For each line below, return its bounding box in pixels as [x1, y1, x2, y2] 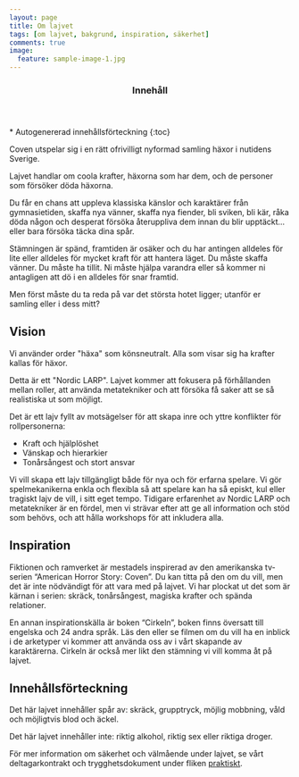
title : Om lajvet [9, 21, 74, 30]
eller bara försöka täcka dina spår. [9, 225, 136, 237]
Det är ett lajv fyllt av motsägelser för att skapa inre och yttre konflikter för [9, 411, 282, 422]
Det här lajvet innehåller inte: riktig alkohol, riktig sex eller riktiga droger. [9, 731, 273, 742]
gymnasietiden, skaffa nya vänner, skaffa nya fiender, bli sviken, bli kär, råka [9, 206, 290, 217]
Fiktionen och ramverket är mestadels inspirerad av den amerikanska [9, 562, 263, 572]
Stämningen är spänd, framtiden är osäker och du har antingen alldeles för [9, 243, 284, 254]
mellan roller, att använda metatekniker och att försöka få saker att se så [9, 384, 275, 395]
